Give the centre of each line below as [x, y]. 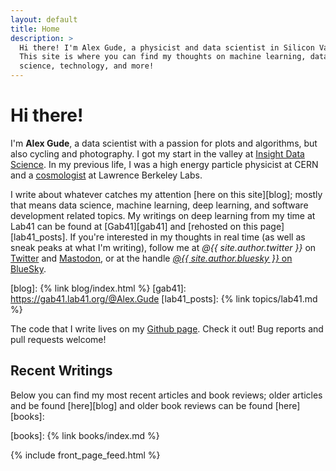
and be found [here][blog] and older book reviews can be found [141, 405]
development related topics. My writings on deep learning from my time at [163, 215]
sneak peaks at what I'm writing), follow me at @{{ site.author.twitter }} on [163, 247]
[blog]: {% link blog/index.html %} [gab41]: [98, 288]
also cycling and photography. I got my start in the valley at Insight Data [157, 153]
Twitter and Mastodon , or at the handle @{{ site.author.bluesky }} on [151, 258]
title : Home [35, 29]
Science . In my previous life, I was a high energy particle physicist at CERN [164, 164]
